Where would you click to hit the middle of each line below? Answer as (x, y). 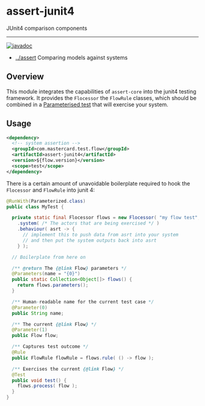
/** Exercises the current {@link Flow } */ (68, 369)
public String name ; (38, 313)
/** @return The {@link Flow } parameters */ (69, 268)
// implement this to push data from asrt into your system (100, 235)
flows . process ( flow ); (48, 386)
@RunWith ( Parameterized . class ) (46, 201)
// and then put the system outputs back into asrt (89, 240)
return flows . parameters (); (53, 285)
